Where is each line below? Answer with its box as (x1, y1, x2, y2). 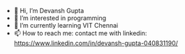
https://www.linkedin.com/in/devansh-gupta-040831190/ (13, 39, 178, 47)
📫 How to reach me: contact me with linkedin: (13, 29, 147, 37)
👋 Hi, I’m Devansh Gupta (13, 7, 84, 15)
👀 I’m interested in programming (13, 14, 107, 22)
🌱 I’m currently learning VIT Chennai (13, 21, 119, 29)
